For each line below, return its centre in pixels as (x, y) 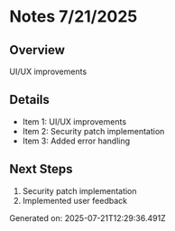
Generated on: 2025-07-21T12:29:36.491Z (87, 217)
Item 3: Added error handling (76, 141)
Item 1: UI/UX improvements (74, 121)
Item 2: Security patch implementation (93, 131)
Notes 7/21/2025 (74, 17)
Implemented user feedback (75, 200)
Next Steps (41, 169)
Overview (37, 50)
